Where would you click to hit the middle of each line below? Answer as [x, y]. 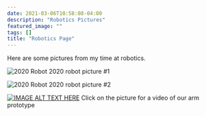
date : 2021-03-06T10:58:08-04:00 [55, 13]
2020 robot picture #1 [79, 72]
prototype [21, 105]
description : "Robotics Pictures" [56, 20]
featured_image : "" [35, 26]
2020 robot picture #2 [80, 85]
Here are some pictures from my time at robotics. [76, 58]
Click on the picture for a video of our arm [140, 98]
